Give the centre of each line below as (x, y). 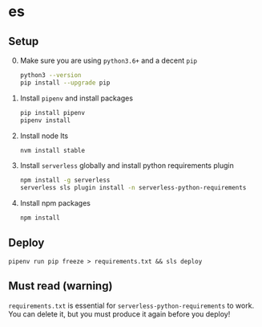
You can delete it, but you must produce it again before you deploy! (119, 314)
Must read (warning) (60, 286)
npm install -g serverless (65, 180)
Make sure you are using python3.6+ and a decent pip (109, 60)
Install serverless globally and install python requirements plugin (127, 166)
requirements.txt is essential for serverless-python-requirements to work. (131, 305)
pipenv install (45, 120)
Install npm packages (55, 203)
